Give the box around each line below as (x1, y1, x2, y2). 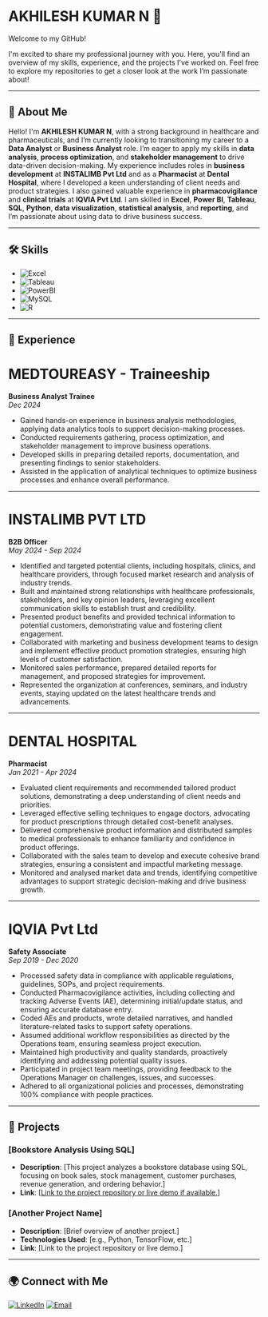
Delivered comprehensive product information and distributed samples (19, 825, 253, 835)
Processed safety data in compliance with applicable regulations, (19, 971, 235, 980)
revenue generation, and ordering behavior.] (19, 1179, 166, 1189)
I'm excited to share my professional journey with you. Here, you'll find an (8, 49, 250, 58)
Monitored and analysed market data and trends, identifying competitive (19, 868, 258, 877)
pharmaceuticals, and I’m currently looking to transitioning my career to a (8, 135, 250, 145)
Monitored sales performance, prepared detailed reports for (19, 663, 217, 672)
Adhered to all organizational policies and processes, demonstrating (19, 1081, 244, 1091)
